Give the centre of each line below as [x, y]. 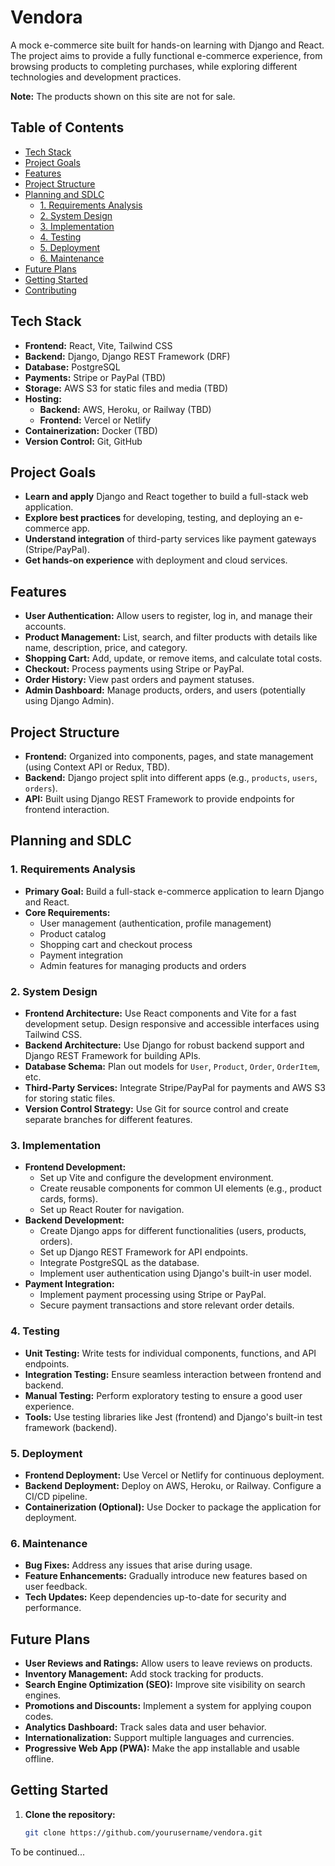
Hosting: [43, 398]
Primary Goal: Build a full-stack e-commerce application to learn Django [174, 891]
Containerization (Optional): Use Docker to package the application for [173, 1507]
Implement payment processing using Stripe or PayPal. [153, 1295]
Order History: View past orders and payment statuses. [139, 680]
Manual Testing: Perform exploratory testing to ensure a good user [163, 1395]
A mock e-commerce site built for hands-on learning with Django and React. [167, 45]
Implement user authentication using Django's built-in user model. [175, 1273]
